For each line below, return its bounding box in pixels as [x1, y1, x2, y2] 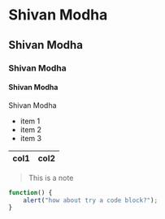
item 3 [20, 133, 42, 143]
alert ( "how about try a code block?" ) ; [23, 196, 158, 204]
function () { [8, 188, 53, 196]
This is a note [28, 173, 74, 182]
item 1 [20, 116, 41, 126]
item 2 [20, 124, 42, 135]
